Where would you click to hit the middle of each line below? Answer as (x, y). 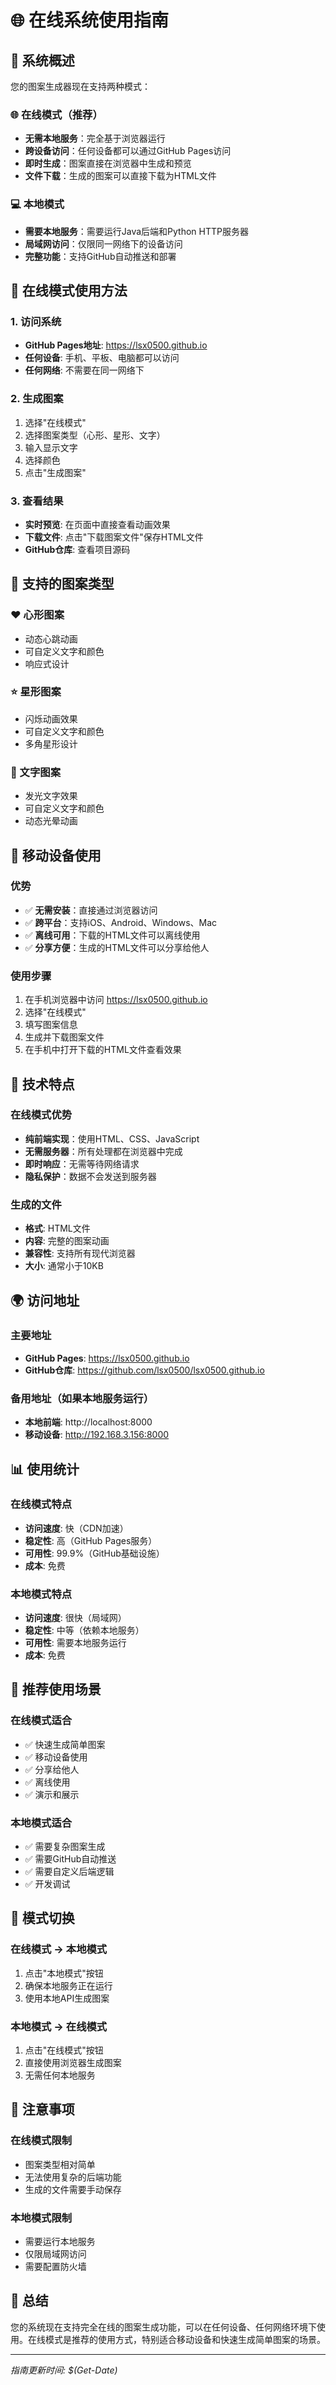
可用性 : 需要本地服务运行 (75, 1643)
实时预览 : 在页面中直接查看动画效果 (97, 524)
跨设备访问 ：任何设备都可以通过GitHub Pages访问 (128, 151)
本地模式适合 (41, 1823)
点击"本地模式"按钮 (64, 1973)
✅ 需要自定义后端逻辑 (69, 1872)
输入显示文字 (51, 447)
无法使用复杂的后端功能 (73, 2177)
